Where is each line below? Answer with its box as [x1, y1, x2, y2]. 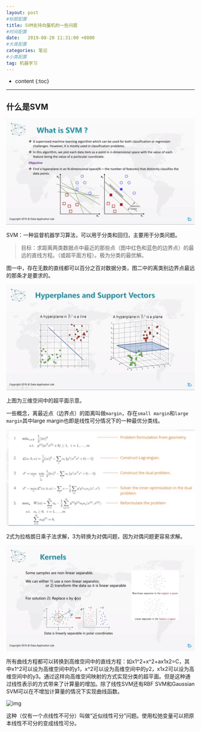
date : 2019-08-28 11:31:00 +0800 [6, 35, 95, 41]
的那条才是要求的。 [6, 271, 54, 279]
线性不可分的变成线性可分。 [11, 719, 80, 727]
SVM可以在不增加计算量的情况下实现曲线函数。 [6, 688, 123, 695]
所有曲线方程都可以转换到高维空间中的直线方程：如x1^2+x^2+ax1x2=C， [6, 658, 185, 665]
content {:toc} [14, 77, 50, 84]
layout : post [6, 10, 39, 16]
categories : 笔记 [6, 48, 48, 54]
